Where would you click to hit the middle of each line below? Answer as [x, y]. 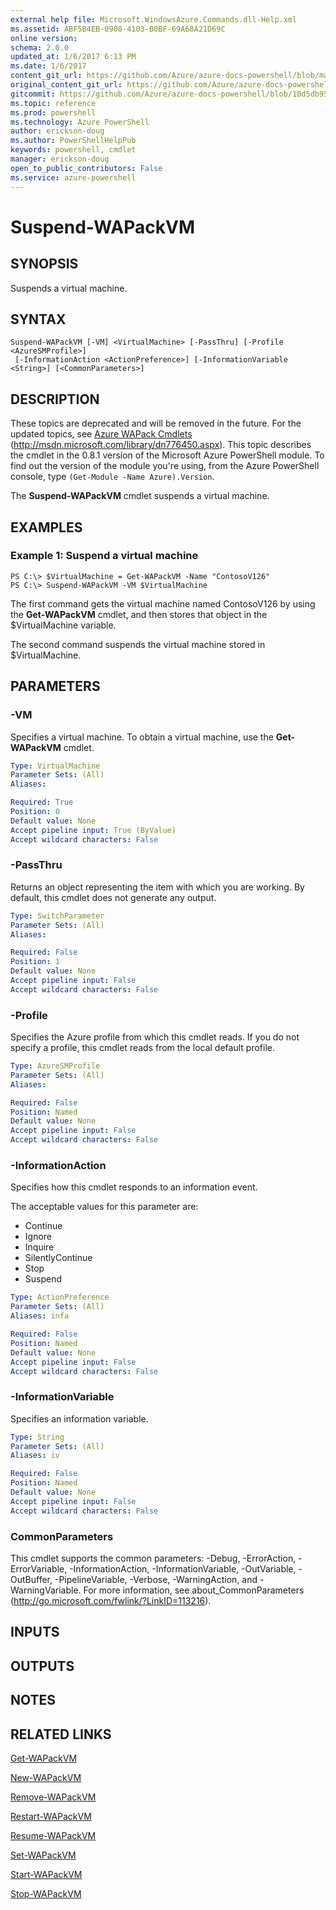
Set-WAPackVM [43, 1855]
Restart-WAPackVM [51, 1816]
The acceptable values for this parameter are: [104, 1207]
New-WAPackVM [46, 1777]
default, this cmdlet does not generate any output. [113, 897]
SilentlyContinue [58, 1258]
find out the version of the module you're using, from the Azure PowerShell [165, 466]
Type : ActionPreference [60, 1297]
